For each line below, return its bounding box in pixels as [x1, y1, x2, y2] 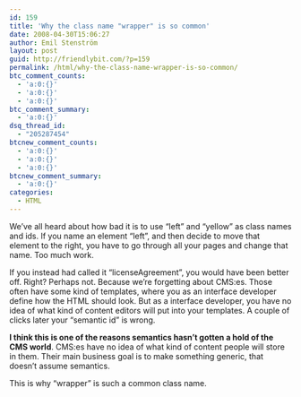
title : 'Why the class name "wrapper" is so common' [9, 22, 211, 30]
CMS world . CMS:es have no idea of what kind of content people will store [9, 341, 285, 352]
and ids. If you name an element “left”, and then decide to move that [9, 230, 261, 241]
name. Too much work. [9, 249, 94, 260]
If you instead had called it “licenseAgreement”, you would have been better [9, 266, 289, 278]
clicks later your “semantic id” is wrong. [9, 315, 156, 325]
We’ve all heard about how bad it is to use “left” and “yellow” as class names [9, 220, 292, 231]
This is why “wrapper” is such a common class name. [9, 377, 208, 388]
